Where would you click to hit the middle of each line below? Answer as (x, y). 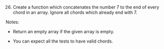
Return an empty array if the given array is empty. (63, 31)
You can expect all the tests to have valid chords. (63, 41)
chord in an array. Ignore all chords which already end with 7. (75, 12)
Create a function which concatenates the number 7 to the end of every (86, 7)
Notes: (12, 22)
